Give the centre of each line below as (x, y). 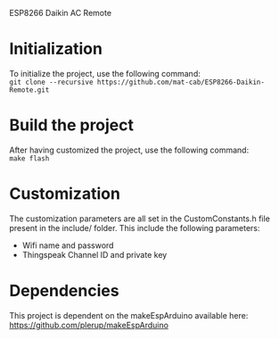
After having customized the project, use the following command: (129, 150)
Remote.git (29, 90)
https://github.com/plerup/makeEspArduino (89, 325)
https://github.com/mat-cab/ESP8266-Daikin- (181, 82)
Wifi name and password (68, 245)
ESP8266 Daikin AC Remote (61, 13)
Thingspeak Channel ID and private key (94, 254)
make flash (29, 158)
